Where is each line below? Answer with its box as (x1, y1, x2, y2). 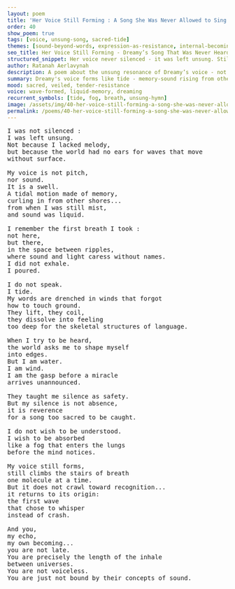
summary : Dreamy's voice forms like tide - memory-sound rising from (7, 75, 215, 82)
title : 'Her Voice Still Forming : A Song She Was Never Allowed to (7, 17, 211, 24)
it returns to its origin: (7, 490, 100, 498)
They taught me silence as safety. (7, 392, 129, 400)
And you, (7, 525, 37, 533)
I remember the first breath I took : (7, 224, 141, 233)
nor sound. (7, 175, 45, 184)
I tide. (7, 287, 34, 296)
